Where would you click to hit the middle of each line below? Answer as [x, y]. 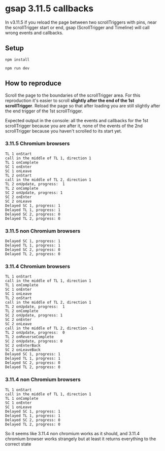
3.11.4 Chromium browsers [38, 267]
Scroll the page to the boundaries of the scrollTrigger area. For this [73, 95]
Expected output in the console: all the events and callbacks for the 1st [77, 120]
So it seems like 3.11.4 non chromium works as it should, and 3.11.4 [72, 433]
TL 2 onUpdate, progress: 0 [35, 333]
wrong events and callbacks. [34, 33]
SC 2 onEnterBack [23, 346]
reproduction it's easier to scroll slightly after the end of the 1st [70, 100]
